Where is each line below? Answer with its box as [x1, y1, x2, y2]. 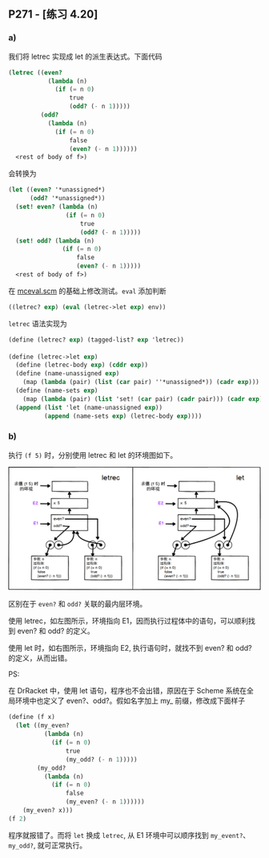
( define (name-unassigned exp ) [15, 370, 120, 378]
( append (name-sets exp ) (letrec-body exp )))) [43, 412, 203, 420]
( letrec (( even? [8, 68, 62, 76]
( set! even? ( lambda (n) [15, 203, 98, 211]
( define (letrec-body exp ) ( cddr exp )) [15, 361, 149, 370]
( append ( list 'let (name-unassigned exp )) [15, 403, 163, 411]
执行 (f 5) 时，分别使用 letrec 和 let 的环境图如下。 [8, 450, 178, 460]
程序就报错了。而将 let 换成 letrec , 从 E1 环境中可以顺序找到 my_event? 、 [8, 830, 251, 840]
